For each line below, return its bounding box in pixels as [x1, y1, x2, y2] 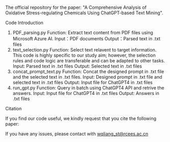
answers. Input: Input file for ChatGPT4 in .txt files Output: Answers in [12, 90, 159, 96]
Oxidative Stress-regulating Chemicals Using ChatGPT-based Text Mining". [5, 10, 163, 16]
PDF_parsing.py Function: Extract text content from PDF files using [12, 30, 153, 35]
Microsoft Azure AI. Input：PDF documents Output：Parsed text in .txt [12, 36, 161, 41]
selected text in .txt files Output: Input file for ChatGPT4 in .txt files [12, 79, 153, 85]
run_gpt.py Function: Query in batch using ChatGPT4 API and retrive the [12, 85, 164, 91]
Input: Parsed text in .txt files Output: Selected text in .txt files [12, 63, 142, 69]
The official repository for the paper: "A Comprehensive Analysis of [5, 5, 147, 10]
